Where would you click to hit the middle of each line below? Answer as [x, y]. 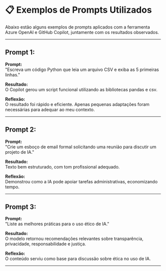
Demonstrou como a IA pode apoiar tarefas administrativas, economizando [82, 181]
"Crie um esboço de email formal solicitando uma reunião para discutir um [81, 147]
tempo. [12, 187]
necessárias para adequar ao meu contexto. [50, 109]
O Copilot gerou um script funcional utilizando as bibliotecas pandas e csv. [81, 89]
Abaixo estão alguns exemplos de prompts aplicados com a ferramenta [78, 27]
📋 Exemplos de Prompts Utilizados [79, 10]
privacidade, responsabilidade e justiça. [46, 244]
